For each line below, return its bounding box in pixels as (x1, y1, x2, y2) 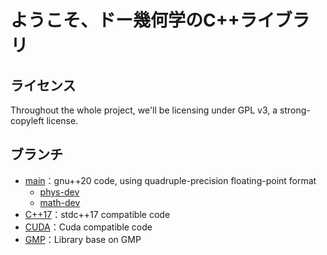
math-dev (39, 196, 81, 208)
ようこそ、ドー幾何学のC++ (10, 9, 240, 32)
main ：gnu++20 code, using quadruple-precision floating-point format (24, 174, 317, 186)
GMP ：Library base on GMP (24, 233, 142, 245)
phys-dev (39, 186, 80, 198)
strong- (279, 104, 311, 116)
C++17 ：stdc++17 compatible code (24, 208, 171, 220)
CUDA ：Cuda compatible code (24, 221, 153, 233)
